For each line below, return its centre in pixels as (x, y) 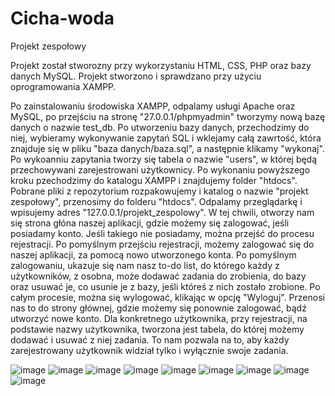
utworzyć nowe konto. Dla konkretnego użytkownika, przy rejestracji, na (159, 318)
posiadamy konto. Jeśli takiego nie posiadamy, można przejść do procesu (162, 233)
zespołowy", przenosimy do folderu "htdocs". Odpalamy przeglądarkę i (156, 201)
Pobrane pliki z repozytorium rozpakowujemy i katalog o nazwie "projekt (159, 191)
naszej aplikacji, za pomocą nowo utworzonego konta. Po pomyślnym (153, 254)
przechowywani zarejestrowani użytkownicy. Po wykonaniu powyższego (160, 169)
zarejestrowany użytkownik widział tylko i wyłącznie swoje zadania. (149, 350)
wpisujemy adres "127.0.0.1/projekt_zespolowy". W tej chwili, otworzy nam (162, 212)
